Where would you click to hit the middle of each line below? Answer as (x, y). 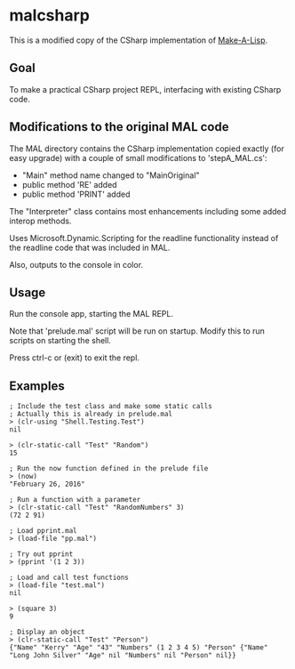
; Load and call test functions (69, 578)
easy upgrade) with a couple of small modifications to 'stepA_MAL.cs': (139, 157)
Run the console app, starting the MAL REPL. (91, 314)
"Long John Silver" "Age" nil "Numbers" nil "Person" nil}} (123, 656)
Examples (37, 386)
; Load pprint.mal (43, 531)
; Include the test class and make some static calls (111, 407)
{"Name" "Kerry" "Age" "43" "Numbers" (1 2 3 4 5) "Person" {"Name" (139, 648)
